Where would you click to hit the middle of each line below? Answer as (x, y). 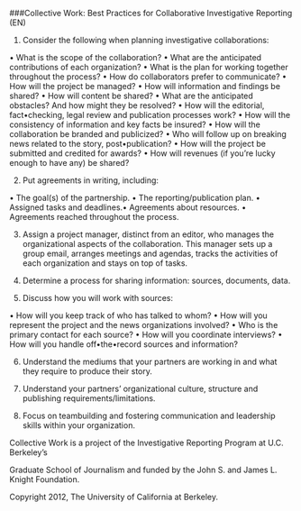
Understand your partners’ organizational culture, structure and (140, 388)
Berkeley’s (28, 452)
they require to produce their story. (87, 371)
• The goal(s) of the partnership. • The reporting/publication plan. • (135, 198)
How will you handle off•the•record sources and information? (124, 344)
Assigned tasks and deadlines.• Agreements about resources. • (128, 207)
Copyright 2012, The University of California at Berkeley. (114, 497)
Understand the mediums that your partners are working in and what (150, 361)
